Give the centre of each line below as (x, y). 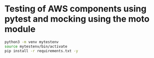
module (20, 29)
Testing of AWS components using (76, 9)
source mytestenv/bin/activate (36, 46)
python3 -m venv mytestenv (32, 42)
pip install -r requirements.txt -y (41, 51)
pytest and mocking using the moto (77, 19)
